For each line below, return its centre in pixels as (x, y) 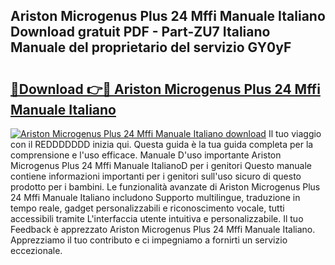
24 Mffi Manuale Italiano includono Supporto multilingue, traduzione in (155, 197)
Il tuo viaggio (295, 133)
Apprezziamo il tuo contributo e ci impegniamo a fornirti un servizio (149, 240)
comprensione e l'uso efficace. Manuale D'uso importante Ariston (146, 155)
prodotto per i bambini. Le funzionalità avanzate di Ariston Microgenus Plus (165, 187)
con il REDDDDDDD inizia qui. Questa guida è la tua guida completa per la (162, 144)
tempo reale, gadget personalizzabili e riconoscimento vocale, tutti (147, 208)
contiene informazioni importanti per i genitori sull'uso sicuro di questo (156, 176)
